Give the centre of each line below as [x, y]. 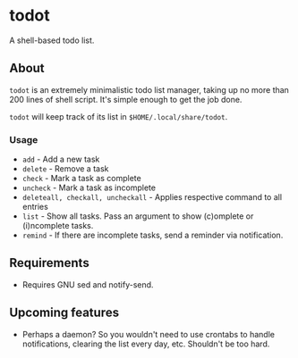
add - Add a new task [61, 159]
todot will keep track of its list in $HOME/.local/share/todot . [119, 116]
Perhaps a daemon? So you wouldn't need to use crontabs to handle [149, 334]
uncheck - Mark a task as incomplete [89, 187]
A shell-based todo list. [52, 40]
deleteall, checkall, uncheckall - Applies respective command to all [152, 197]
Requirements [49, 263]
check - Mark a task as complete [81, 179]
